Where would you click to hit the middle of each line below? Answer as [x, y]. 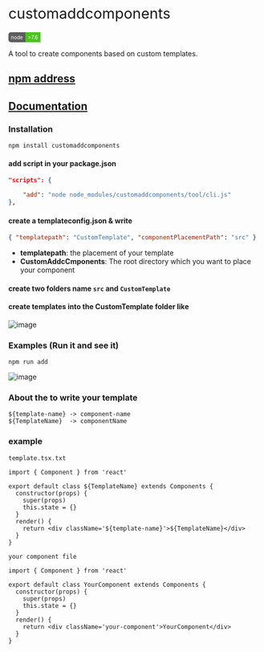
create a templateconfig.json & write [70, 220]
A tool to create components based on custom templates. [103, 53]
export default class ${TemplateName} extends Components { [111, 486]
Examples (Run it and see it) [63, 345]
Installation [31, 128]
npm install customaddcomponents [64, 146]
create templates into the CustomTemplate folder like [99, 307]
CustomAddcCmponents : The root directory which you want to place [135, 261]
